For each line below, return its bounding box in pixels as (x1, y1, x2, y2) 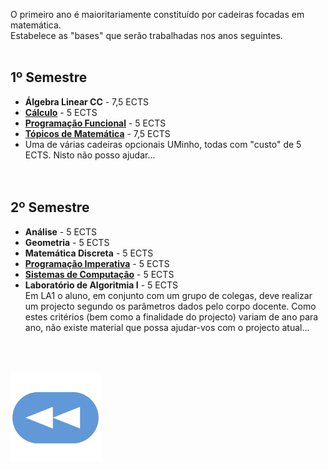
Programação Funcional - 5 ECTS (24, 117, 167, 129)
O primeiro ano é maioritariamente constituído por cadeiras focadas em (10, 9, 305, 20)
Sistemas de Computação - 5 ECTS (24, 268, 175, 280)
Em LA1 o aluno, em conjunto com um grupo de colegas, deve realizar (24, 289, 313, 301)
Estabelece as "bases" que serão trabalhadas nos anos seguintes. (10, 30, 283, 41)
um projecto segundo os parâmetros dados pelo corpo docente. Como (24, 300, 317, 312)
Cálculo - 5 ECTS (24, 106, 98, 118)
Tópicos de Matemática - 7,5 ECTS (24, 127, 171, 139)
